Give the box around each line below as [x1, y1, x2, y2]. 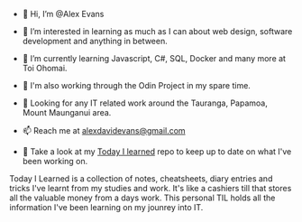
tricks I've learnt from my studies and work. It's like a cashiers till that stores [9, 183, 292, 193]
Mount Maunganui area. [22, 107, 112, 117]
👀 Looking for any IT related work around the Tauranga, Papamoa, [22, 97, 268, 108]
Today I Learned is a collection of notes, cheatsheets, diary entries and [9, 173, 273, 184]
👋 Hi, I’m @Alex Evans [22, 9, 105, 19]
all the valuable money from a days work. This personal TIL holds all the [9, 192, 276, 203]
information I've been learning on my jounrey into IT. [9, 202, 204, 212]
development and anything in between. [22, 36, 169, 46]
